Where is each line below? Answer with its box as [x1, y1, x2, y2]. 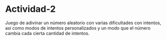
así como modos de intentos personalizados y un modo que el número [5, 25, 151, 31]
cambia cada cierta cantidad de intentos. [5, 30, 90, 36]
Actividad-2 [5, 3, 56, 15]
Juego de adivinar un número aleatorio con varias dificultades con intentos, [5, 20, 161, 26]
